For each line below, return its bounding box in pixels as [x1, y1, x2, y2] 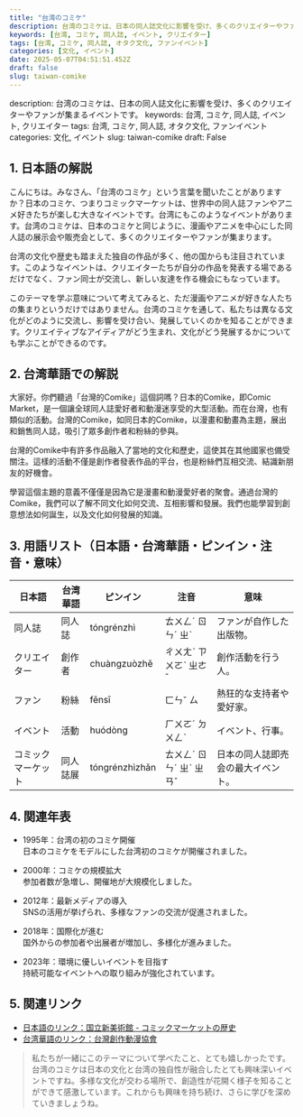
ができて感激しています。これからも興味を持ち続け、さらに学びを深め [31, 1086, 291, 1097]
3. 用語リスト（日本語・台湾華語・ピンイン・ [9, 538, 261, 553]
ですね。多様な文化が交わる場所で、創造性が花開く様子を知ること [47, 1075, 293, 1085]
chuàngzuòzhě [89, 658, 153, 670]
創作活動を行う [216, 651, 280, 664]
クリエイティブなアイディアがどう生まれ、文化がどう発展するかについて [23, 326, 291, 337]
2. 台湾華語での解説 [9, 366, 119, 382]
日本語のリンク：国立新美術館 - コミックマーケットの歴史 [22, 1021, 237, 1033]
